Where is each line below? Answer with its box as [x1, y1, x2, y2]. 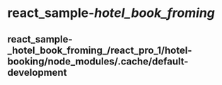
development [7, 66, 67, 79]
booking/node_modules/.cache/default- [7, 55, 189, 67]
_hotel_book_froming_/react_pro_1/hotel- [7, 44, 192, 56]
